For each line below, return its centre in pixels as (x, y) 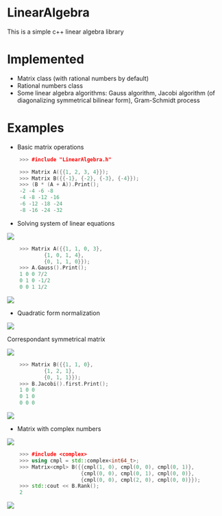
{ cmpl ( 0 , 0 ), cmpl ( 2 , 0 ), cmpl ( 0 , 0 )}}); (140, 480)
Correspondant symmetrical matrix (56, 339)
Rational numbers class (50, 85)
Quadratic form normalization (59, 313)
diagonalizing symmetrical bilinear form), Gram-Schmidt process (108, 100)
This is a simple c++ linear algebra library (66, 32)
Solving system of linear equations (66, 223)
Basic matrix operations (50, 147)
